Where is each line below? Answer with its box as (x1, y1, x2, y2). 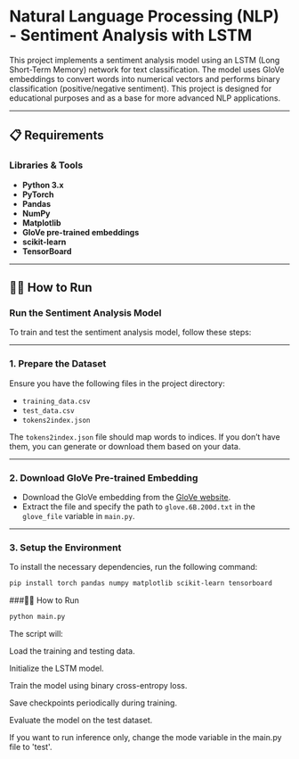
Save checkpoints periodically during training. (9, 697, 178, 708)
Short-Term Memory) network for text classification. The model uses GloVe (9, 64, 285, 75)
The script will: (9, 628, 64, 639)
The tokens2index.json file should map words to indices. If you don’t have (9, 431, 280, 442)
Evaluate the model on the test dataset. (9, 714, 153, 725)
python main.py (9, 613, 66, 622)
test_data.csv (21, 406, 75, 416)
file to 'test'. (9, 741, 53, 752)
